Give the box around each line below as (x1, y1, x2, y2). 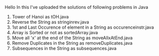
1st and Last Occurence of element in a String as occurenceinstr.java (12, 24, 154, 30)
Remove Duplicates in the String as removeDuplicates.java (12, 40, 133, 46)
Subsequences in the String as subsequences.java (12, 46, 117, 51)
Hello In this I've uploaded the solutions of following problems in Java (5, 4, 148, 10)
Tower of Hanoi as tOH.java (12, 14, 69, 19)
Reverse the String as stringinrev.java (12, 19, 89, 25)
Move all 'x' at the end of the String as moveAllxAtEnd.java (12, 35, 133, 41)
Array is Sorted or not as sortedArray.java (12, 30, 98, 35)
